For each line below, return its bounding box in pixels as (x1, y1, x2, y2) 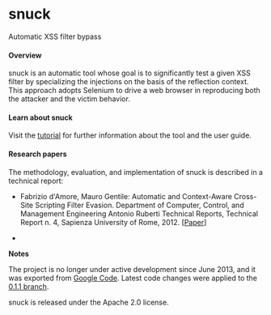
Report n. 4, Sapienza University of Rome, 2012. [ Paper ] (19, 217, 207, 227)
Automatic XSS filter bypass (8, 32, 102, 41)
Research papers (8, 149, 67, 159)
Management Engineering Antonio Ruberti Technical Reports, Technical (19, 208, 259, 219)
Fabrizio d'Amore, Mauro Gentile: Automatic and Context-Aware (19, 191, 233, 201)
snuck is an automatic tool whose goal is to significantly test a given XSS (8, 68, 251, 78)
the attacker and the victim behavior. (8, 94, 131, 104)
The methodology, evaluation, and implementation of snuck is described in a (8, 167, 263, 177)
